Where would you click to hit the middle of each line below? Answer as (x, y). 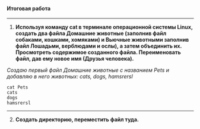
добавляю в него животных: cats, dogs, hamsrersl (70, 77)
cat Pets (18, 87)
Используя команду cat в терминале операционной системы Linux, (104, 27)
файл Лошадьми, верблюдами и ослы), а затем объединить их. (99, 46)
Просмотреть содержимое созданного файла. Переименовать (98, 52)
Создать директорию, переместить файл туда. (77, 119)
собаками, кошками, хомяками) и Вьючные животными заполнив (102, 40)
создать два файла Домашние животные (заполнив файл (91, 33)
